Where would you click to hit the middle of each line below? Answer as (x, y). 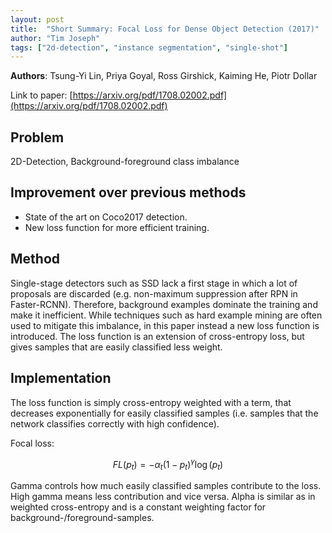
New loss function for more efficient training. (117, 227)
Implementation (61, 378)
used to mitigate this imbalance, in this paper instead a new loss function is (165, 325)
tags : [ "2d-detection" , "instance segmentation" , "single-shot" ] (149, 47)
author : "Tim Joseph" (55, 38)
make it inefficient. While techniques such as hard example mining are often (166, 315)
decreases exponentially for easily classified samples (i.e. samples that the (164, 413)
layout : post (37, 19)
